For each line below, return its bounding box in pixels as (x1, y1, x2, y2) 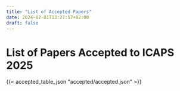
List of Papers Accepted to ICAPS (6, 45, 175, 59)
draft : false (6, 20, 39, 26)
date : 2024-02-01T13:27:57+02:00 (6, 14, 89, 20)
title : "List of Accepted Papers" (6, 8, 92, 15)
